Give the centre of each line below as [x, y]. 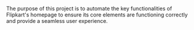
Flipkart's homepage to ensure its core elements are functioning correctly [97, 15]
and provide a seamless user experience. [57, 21]
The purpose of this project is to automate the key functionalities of [89, 9]
